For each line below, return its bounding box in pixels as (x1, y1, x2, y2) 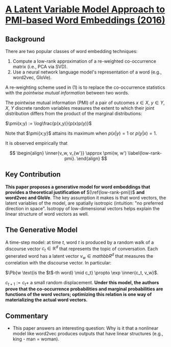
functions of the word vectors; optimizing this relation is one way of (5, 291, 152, 298)
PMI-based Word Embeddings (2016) (5, 14, 165, 26)
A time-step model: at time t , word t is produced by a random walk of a (5, 239, 154, 245)
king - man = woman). (12, 336, 60, 342)
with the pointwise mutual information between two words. (5, 90, 129, 95)
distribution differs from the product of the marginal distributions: (5, 111, 142, 116)
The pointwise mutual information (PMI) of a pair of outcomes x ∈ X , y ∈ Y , (5, 100, 165, 106)
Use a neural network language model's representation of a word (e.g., (12, 69, 162, 75)
